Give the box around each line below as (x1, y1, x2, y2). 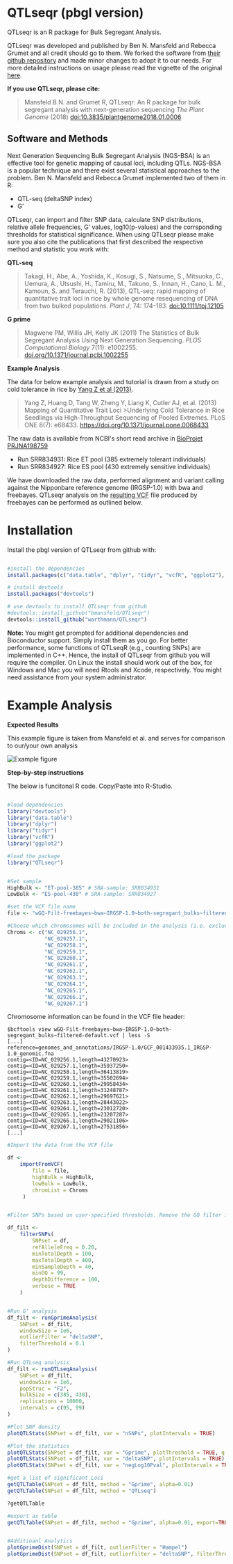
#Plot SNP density (7, 1423, 60, 1430)
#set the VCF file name (7, 903, 76, 910)
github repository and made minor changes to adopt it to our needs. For (7, 56, 212, 64)
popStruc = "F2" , (19, 1385, 70, 1392)
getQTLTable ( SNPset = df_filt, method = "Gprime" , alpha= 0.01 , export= (7, 1519, 218, 1526)
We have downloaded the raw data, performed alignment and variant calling (7, 475, 224, 484)
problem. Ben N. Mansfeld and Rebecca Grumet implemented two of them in (7, 173, 225, 182)
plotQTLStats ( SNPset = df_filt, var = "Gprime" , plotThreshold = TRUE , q (7, 1449, 225, 1456)
